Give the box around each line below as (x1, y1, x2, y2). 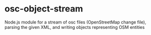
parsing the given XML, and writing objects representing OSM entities (4, 24, 145, 30)
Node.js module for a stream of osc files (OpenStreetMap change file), (4, 19, 147, 25)
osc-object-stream (4, 3, 84, 14)
